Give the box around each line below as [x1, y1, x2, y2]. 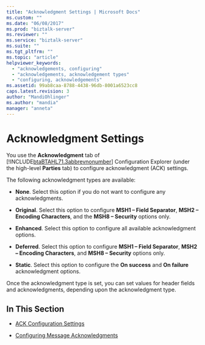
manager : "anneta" [6, 105, 53, 112]
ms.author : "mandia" [6, 99, 59, 105]
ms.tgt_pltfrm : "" [6, 49, 53, 55]
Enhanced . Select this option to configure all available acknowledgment [15, 225, 196, 232]
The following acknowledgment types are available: [6, 176, 136, 183]
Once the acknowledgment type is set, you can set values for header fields [6, 280, 195, 287]
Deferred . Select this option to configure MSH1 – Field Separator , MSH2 [15, 243, 198, 251]
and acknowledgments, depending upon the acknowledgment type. [6, 286, 177, 293]
